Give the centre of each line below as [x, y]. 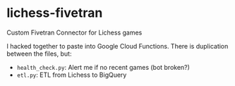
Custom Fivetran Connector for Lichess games [74, 32]
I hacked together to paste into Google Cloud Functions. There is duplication [117, 46]
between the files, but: [39, 54]
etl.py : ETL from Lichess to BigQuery [72, 75]
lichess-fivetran [55, 13]
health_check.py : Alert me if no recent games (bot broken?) [103, 67]
